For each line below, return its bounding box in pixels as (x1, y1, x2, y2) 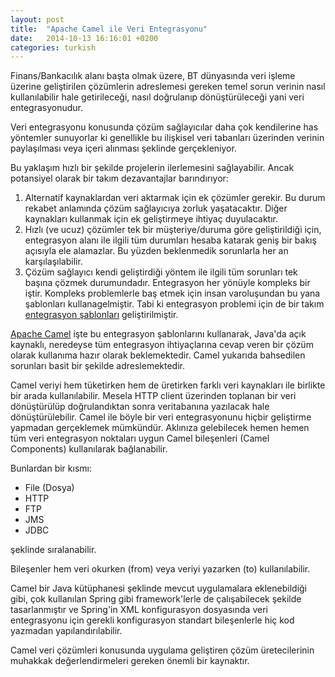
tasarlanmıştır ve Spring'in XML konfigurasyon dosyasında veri (10, 604, 268, 616)
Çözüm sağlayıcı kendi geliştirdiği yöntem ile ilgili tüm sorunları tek (24, 266, 298, 278)
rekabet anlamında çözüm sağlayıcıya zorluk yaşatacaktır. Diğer (24, 202, 288, 215)
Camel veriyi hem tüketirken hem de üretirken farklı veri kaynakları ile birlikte (10, 379, 326, 391)
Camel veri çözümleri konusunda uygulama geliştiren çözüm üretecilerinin (10, 644, 315, 656)
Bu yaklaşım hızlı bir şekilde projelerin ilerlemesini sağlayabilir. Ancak (10, 162, 295, 174)
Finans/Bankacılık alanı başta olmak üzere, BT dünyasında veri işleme (10, 70, 296, 82)
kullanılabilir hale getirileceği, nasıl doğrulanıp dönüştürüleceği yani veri (10, 91, 305, 103)
